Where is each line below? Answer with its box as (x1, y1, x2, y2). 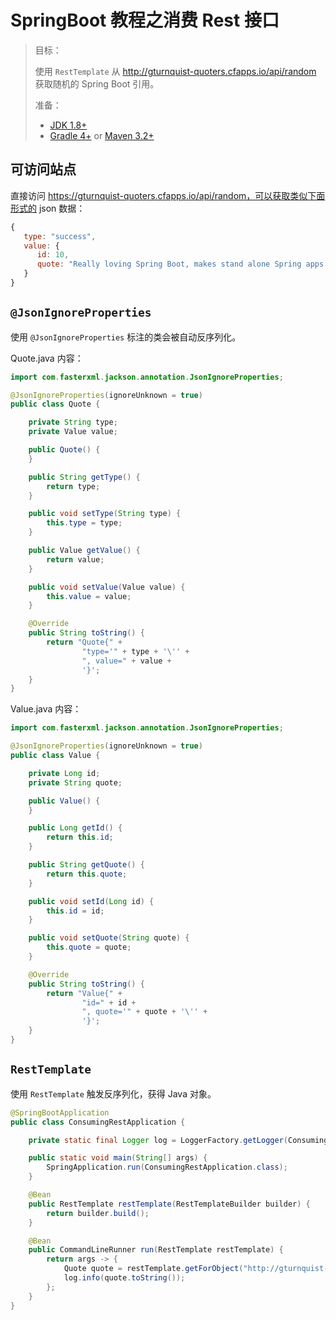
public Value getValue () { (28, 546, 141, 556)
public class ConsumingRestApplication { (10, 1117, 186, 1127)
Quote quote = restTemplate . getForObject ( (63, 1264, 244, 1274)
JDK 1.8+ (49, 119, 88, 131)
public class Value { (10, 751, 101, 761)
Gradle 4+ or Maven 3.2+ (49, 129, 155, 141)
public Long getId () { (28, 823, 123, 833)
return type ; (46, 481, 101, 491)
